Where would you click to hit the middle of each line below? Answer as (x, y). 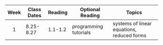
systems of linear (132, 23)
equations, (125, 29)
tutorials (81, 32)
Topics (134, 12)
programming (88, 27)
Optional (90, 9)
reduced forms (130, 35)
